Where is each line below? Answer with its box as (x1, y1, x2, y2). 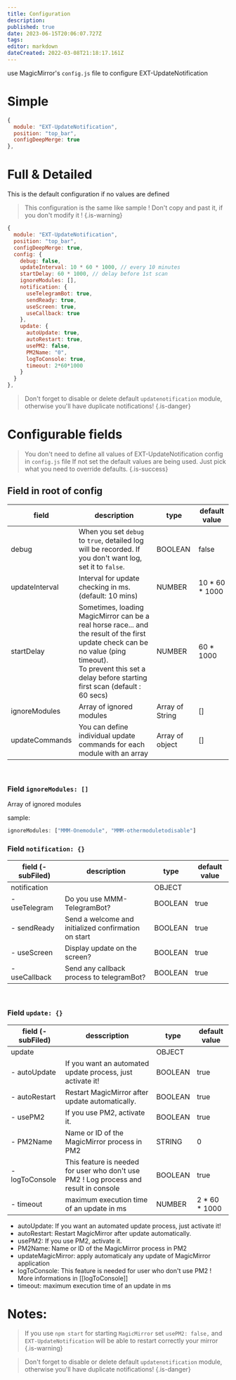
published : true (7, 23, 55, 30)
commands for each (78, 740, 145, 749)
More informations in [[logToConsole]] (17, 1274, 129, 1282)
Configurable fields (7, 426, 123, 443)
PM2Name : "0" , (25, 349, 68, 356)
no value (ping (78, 646, 126, 656)
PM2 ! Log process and (65, 1175, 142, 1184)
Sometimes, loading (78, 602, 144, 612)
